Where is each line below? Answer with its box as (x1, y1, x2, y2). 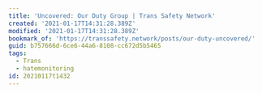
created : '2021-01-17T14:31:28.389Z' (8, 19, 136, 27)
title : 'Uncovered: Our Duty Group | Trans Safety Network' (8, 11, 217, 20)
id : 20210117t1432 (8, 72, 71, 80)
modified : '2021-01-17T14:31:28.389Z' (8, 27, 140, 35)
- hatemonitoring (15, 65, 75, 73)
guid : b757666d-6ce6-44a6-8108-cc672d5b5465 (8, 42, 161, 50)
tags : (8, 49, 27, 57)
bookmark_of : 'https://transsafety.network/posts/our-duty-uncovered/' (8, 34, 256, 43)
